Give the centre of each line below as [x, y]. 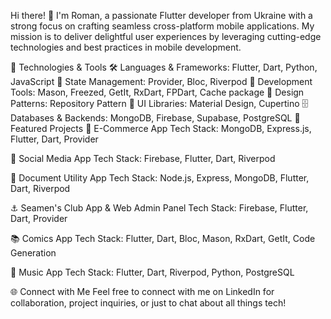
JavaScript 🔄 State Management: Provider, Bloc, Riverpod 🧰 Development [161, 81]
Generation [33, 253]
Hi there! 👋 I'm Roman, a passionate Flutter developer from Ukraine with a [161, 15]
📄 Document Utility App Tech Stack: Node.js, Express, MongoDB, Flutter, [160, 178]
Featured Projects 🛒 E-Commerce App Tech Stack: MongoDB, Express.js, [161, 128]
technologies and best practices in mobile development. [126, 47]
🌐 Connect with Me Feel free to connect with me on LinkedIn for [142, 291]
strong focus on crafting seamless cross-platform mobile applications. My [162, 26]
